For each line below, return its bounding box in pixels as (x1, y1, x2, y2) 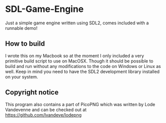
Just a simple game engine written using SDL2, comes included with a (5, 20, 149, 26)
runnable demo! (5, 25, 38, 31)
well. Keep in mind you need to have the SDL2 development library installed (5, 68, 160, 74)
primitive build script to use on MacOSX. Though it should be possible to (5, 58, 154, 64)
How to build (5, 40, 45, 48)
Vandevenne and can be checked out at (5, 107, 87, 113)
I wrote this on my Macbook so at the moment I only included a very (5, 53, 144, 59)
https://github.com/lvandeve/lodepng (5, 112, 82, 118)
